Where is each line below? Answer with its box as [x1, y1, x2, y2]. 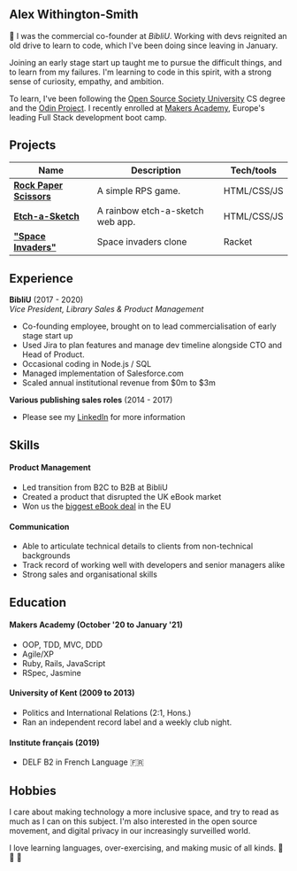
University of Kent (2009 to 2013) [9, 688, 135, 698]
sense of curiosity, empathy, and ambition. [9, 75, 164, 87]
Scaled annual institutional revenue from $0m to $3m [21, 377, 217, 388]
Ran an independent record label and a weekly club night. [21, 717, 232, 727]
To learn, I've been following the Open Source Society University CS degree [9, 93, 286, 104]
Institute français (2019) [9, 737, 100, 748]
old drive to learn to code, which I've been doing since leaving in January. [9, 40, 278, 51]
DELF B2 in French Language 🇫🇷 [21, 757, 144, 767]
